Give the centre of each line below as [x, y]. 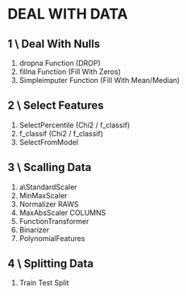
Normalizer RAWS [49, 204]
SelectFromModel [48, 142]
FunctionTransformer [54, 221]
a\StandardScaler [48, 187]
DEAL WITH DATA [68, 14]
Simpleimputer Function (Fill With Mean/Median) [100, 80]
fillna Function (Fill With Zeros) [70, 72]
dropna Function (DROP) [60, 63]
